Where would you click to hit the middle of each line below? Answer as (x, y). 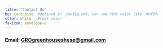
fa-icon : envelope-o (26, 23)
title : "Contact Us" (26, 9)
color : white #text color (33, 18)
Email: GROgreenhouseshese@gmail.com (56, 40)
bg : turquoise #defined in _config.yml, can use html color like (73, 14)
